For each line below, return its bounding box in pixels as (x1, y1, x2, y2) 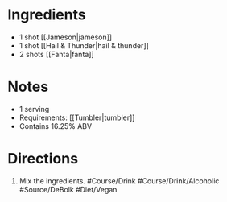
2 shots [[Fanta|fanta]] (19, 49, 94, 59)
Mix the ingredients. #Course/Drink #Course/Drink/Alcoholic (19, 175, 220, 186)
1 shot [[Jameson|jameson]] (19, 32, 113, 42)
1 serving (19, 104, 50, 113)
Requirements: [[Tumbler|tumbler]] (19, 113, 135, 122)
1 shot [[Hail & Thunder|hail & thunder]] (19, 40, 150, 50)
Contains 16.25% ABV (19, 121, 93, 130)
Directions (7, 150, 78, 168)
